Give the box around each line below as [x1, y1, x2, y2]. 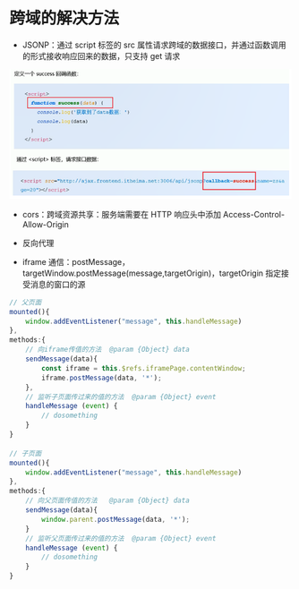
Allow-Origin [21, 218, 70, 229]
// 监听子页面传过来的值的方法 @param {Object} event [25, 392, 217, 401]
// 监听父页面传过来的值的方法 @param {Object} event [25, 534, 217, 542]
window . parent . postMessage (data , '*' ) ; [41, 515, 191, 524]
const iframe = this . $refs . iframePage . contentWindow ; [41, 363, 246, 372]
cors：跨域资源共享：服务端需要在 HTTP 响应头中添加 [21, 209, 222, 219]
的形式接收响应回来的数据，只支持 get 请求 [21, 50, 181, 61]
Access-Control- [223, 209, 285, 219]
